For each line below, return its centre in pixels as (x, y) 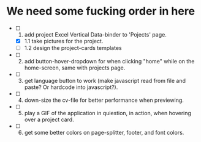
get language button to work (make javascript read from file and (105, 81)
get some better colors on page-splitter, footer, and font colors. (104, 133)
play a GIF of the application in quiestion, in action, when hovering (108, 113)
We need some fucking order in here (100, 11)
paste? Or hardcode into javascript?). (71, 87)
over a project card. (49, 119)
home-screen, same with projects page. (75, 68)
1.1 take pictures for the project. (64, 41)
